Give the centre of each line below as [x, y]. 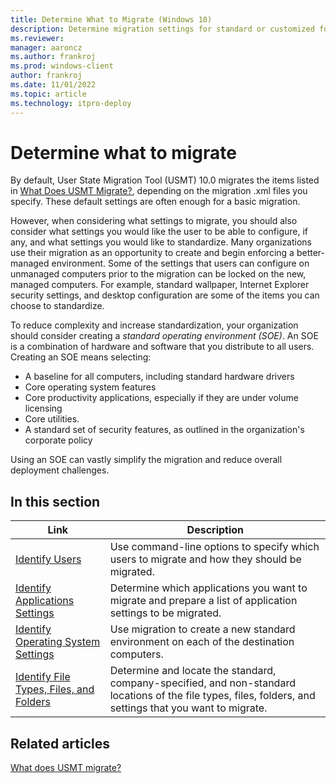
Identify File [43, 677]
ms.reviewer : [37, 38]
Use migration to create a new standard [202, 629]
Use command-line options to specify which [214, 547]
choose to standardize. [57, 306]
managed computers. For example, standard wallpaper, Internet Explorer [160, 285]
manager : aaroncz [46, 47]
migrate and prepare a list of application [203, 601]
